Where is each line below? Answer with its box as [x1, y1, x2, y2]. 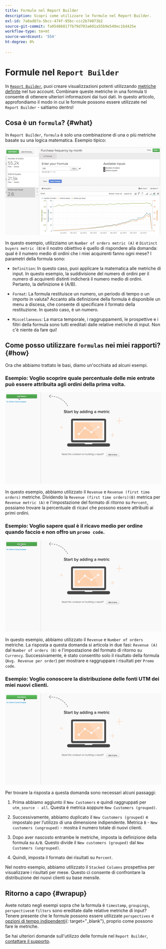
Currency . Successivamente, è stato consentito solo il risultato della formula [5, 653, 160, 658]
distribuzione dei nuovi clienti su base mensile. [5, 875, 101, 881]
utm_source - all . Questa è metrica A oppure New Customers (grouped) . [12, 804, 157, 810]
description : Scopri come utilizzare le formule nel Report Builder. [5, 13, 152, 18]
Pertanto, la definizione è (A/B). [12, 281, 77, 287]
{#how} [5, 349, 29, 358]
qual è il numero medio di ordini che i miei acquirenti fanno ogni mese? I [5, 251, 152, 256]
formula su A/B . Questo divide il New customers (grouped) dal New [12, 840, 144, 846]
